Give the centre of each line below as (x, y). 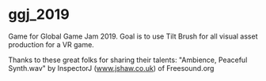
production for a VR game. (51, 44)
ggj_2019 (39, 15)
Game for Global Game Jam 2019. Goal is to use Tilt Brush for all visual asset (133, 36)
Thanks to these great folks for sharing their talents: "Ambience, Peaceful (128, 60)
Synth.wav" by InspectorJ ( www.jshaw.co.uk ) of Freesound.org (111, 68)
